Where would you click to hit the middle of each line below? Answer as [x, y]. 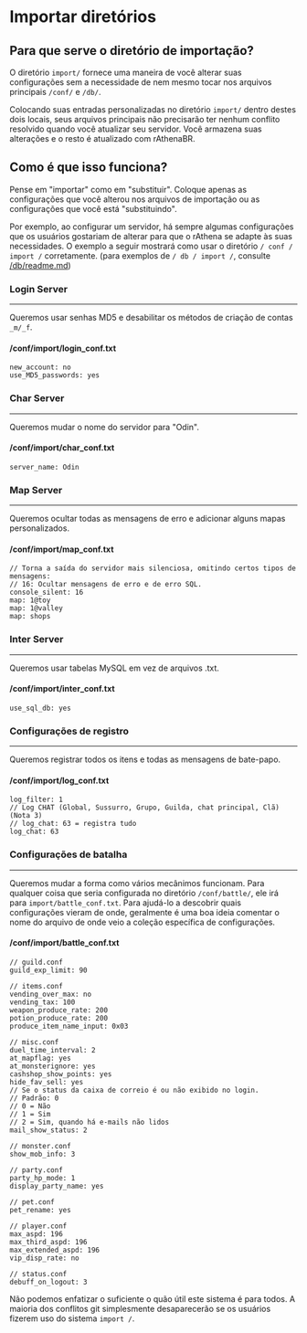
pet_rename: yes [40, 1210]
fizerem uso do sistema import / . [72, 1318]
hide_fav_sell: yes [47, 1082]
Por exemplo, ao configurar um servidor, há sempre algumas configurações [152, 227]
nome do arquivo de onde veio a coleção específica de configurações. [143, 922]
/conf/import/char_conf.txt [62, 448]
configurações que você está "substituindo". [93, 208]
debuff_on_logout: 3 [49, 1282]
